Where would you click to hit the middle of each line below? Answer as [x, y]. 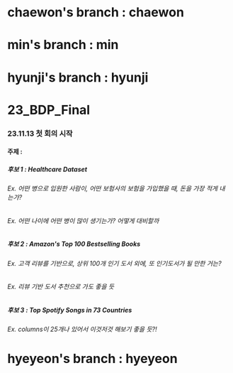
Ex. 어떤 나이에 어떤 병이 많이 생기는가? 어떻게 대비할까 [83, 220]
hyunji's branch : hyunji [78, 77]
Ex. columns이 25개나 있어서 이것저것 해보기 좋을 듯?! [82, 329]
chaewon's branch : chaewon [96, 12]
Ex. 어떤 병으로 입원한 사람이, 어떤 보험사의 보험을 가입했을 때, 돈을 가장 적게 [113, 188]
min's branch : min [63, 45]
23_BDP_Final [49, 110]
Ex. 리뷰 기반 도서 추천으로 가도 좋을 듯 [61, 287]
